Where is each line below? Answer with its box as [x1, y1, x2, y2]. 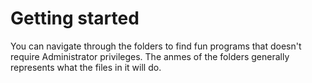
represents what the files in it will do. [10, 61, 162, 73]
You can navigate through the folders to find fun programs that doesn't [10, 40, 302, 52]
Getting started [10, 7, 140, 30]
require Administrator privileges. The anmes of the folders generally [10, 50, 290, 62]
